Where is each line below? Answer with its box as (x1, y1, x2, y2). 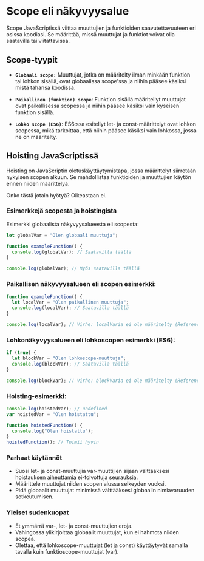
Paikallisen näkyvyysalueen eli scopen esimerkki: (6, 280, 157, 288)
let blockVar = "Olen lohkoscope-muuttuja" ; (12, 355, 126, 362)
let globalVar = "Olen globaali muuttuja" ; (6, 232, 118, 238)
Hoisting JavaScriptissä (6, 151, 99, 161)
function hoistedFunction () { (6, 422, 83, 429)
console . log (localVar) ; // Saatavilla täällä (12, 305, 129, 311)
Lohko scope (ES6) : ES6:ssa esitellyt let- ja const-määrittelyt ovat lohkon (15, 120, 196, 127)
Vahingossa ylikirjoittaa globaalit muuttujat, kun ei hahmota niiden (15, 528, 179, 535)
